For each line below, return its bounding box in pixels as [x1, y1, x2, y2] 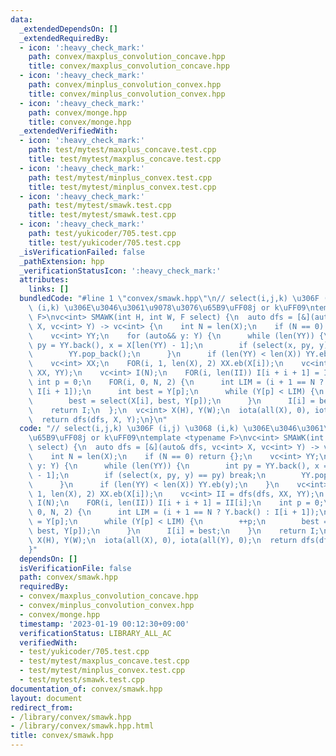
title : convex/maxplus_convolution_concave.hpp [28, 61, 230, 71]
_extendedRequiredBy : [19, 33, 110, 43]
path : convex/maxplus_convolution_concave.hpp [28, 52, 226, 62]
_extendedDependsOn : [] [19, 24, 118, 34]
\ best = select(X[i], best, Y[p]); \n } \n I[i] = [28, 396, 315, 406]
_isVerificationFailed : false [19, 247, 145, 257]
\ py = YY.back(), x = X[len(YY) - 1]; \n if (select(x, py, [28, 340, 315, 350]
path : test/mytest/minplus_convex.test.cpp [28, 172, 213, 183]
